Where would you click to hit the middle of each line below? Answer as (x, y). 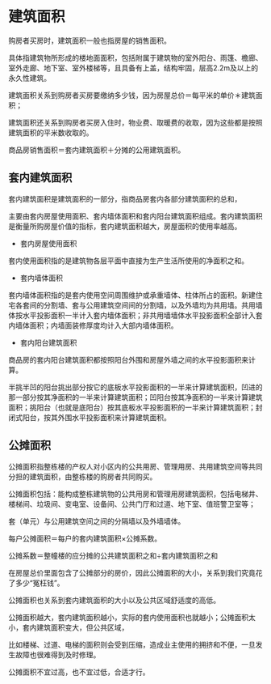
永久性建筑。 (29, 78)
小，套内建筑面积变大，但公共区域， (69, 627)
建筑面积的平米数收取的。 (51, 132)
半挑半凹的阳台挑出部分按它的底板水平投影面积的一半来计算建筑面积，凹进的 (135, 387)
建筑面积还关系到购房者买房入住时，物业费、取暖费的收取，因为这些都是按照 (135, 122)
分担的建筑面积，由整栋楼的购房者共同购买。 (83, 476)
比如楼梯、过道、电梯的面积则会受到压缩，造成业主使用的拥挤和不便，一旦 (132, 644)
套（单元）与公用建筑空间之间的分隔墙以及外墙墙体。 (97, 521)
